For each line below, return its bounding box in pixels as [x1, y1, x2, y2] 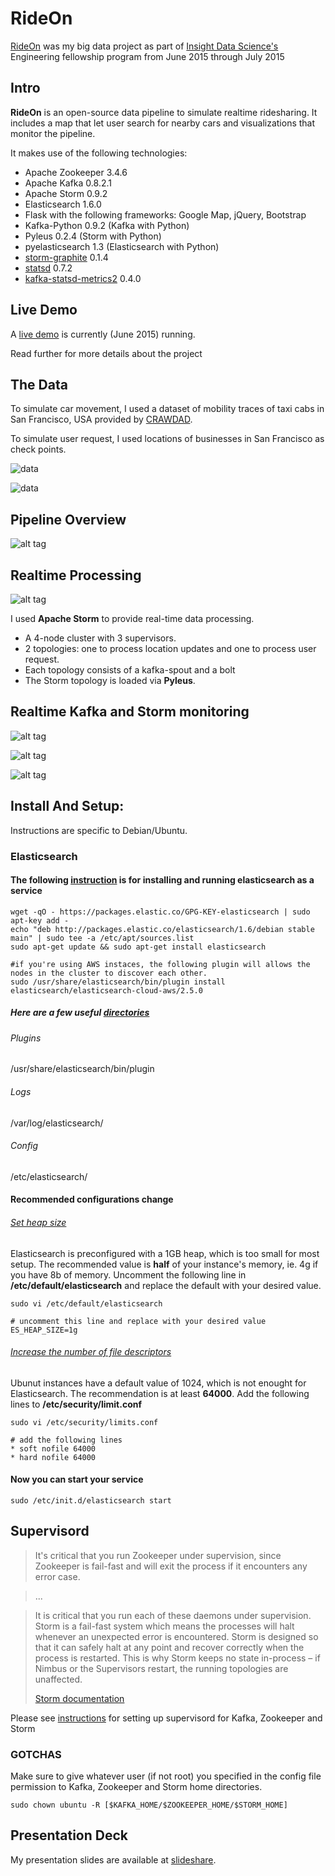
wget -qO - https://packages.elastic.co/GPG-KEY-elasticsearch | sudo [10, 907, 311, 917]
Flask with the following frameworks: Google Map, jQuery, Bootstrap [24, 208, 307, 221]
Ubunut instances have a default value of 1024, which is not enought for [10, 1377, 307, 1389]
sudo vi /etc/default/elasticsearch [10, 1298, 163, 1309]
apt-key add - [10, 915, 70, 926]
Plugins [10, 1032, 42, 1044]
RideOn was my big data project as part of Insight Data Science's [10, 40, 279, 52]
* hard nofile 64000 [10, 1452, 97, 1462]
